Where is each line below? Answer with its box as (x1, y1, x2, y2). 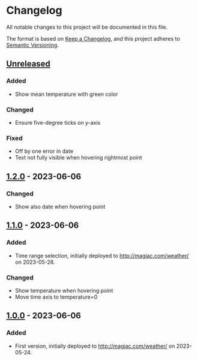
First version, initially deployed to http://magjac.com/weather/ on (14, 342, 175, 350)
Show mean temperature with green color (14, 91, 118, 98)
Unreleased (6, 59, 51, 69)
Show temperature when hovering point (14, 287, 114, 294)
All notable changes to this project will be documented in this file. (6, 23, 168, 31)
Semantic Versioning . (6, 41, 59, 49)
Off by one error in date (14, 148, 74, 155)
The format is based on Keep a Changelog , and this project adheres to (6, 35, 180, 42)
